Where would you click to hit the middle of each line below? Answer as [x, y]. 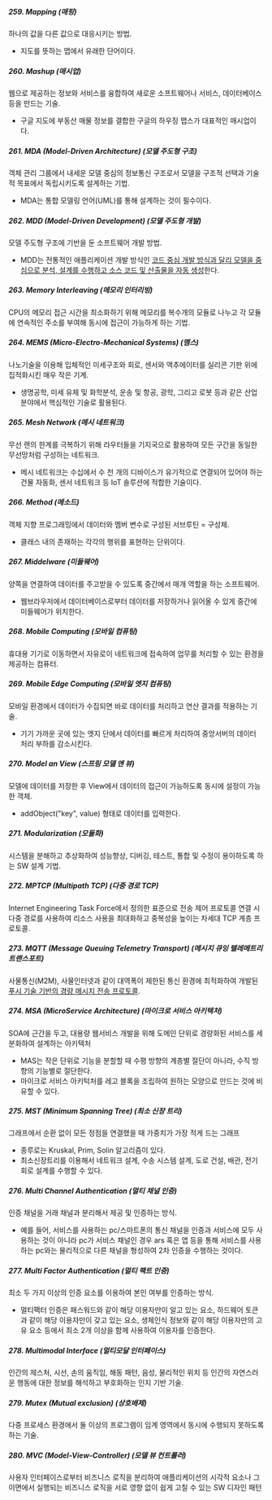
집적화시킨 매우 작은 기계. [49, 374]
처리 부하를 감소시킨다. [56, 743]
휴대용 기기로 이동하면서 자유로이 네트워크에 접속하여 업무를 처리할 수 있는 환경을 [136, 654]
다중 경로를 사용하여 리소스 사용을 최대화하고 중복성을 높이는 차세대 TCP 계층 [130, 918]
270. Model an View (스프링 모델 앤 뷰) [72, 763]
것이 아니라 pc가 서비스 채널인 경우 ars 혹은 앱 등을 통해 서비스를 [144, 1240]
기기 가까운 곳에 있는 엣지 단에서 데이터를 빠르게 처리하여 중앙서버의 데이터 [138, 733]
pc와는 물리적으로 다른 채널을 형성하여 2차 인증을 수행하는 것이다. [139, 1251]
